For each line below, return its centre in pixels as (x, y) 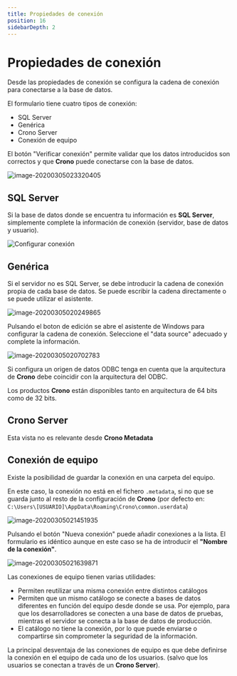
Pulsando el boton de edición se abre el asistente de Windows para (106, 326)
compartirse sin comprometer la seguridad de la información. (107, 636)
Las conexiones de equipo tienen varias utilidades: (81, 577)
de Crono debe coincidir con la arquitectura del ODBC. (88, 377)
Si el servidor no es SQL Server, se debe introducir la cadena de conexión (116, 283)
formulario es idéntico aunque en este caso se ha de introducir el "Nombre (117, 541)
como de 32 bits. (32, 398)
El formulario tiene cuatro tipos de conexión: (72, 103)
